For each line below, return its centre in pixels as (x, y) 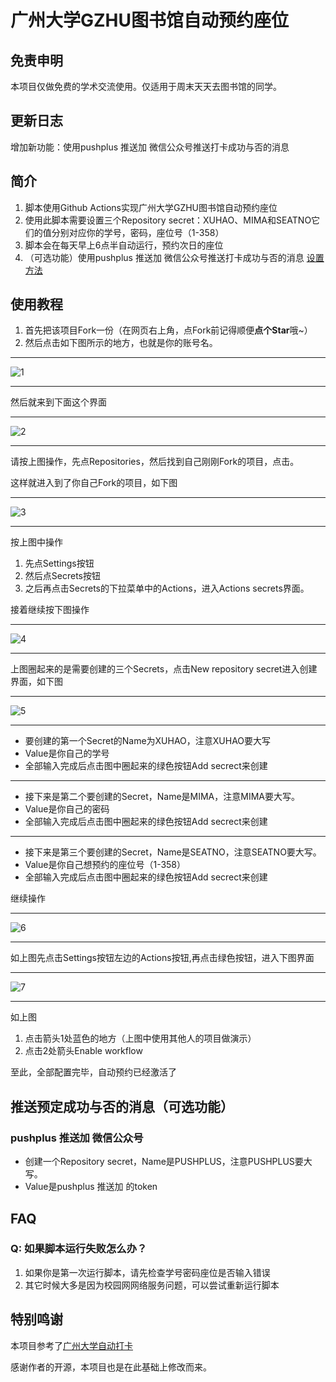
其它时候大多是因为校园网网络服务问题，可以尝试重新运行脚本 (152, 1285)
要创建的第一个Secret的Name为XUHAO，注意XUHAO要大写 (148, 741)
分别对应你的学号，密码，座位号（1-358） (138, 232)
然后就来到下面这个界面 (58, 402)
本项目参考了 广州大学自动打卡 (71, 1345)
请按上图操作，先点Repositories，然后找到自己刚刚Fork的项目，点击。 (155, 462)
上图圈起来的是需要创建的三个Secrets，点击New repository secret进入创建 (164, 669)
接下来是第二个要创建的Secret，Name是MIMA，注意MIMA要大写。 (162, 797)
